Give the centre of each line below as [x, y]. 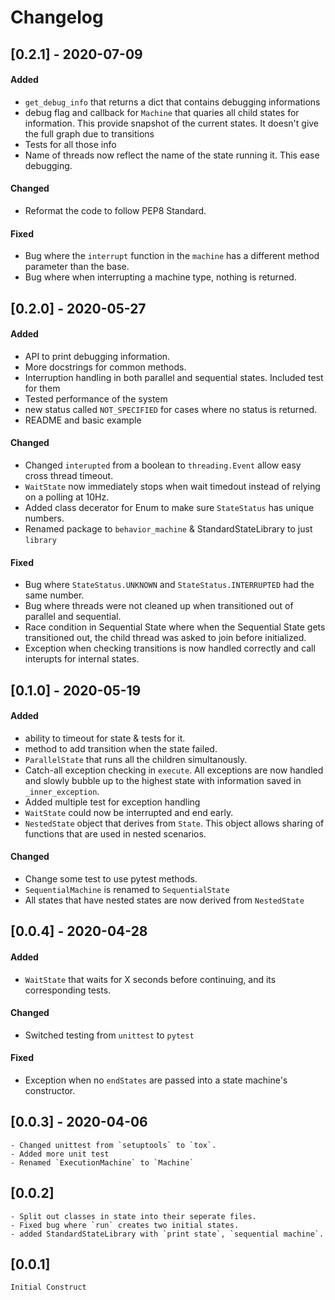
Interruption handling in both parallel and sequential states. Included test [174, 377]
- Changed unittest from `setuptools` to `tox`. [113, 1145]
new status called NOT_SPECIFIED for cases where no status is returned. [171, 409]
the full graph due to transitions [89, 133]
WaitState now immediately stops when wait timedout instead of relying [172, 486]
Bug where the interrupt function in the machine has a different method [172, 256]
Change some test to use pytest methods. [111, 878]
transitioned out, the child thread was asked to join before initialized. [165, 638]
